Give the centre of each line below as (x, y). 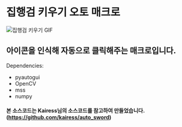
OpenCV (26, 83)
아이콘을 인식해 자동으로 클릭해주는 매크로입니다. (91, 51)
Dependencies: (25, 65)
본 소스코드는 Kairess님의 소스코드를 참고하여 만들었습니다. (76, 111)
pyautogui (27, 77)
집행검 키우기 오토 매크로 (63, 12)
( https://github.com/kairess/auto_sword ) (59, 117)
